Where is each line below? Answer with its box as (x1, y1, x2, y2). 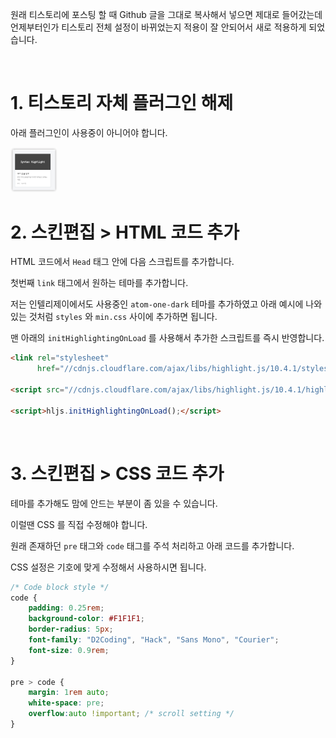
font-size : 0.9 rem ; (28, 645, 110, 655)
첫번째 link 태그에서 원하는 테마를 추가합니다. (10, 277, 189, 289)
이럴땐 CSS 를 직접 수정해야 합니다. (10, 518, 148, 530)
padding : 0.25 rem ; (28, 603, 105, 613)
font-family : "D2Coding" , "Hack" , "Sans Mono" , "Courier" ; (28, 635, 280, 645)
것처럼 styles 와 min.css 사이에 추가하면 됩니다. (28, 311, 218, 323)
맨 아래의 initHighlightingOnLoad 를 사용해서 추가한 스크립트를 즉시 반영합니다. (10, 332, 325, 344)
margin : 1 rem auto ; (28, 688, 110, 698)
